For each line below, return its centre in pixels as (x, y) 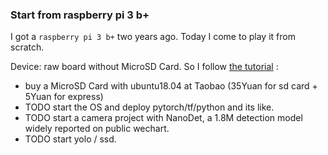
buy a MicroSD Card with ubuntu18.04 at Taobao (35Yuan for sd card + (171, 86)
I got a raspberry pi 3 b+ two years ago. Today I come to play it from (153, 37)
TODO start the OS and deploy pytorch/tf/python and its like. (149, 107)
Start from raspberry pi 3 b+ (80, 15)
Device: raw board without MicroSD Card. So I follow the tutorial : (144, 67)
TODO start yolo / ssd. (70, 139)
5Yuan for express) (64, 97)
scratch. (27, 47)
